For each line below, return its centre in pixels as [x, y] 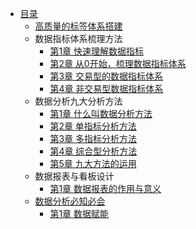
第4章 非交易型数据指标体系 [106, 88]
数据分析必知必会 [70, 201]
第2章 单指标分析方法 [93, 126]
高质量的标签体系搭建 [78, 26]
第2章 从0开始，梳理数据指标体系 [118, 63]
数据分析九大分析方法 [78, 101]
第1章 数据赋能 [79, 213]
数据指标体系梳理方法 [78, 38]
